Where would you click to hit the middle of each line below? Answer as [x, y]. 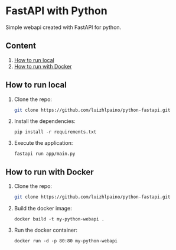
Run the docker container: [46, 230]
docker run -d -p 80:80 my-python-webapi [66, 241]
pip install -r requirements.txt [55, 132]
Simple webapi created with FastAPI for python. [63, 27]
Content [21, 46]
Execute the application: [43, 143]
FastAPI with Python [56, 11]
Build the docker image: [43, 209]
